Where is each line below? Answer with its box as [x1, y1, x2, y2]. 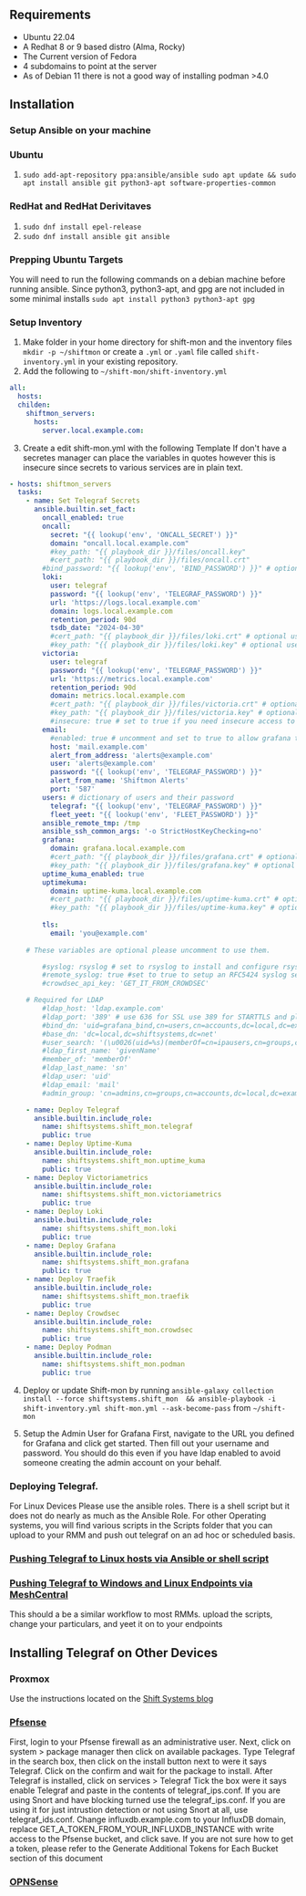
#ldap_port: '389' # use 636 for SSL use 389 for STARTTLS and [42, 1012, 287, 1021]
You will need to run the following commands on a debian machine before [9, 274, 286, 285]
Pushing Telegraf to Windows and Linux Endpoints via [9, 1577, 253, 1590]
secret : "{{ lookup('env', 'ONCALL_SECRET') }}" [49, 530, 239, 539]
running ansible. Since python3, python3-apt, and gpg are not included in [9, 284, 285, 295]
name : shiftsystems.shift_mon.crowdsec [42, 1326, 194, 1335]
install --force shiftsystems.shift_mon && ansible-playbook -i [22, 1394, 276, 1404]
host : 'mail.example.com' [49, 742, 148, 751]
